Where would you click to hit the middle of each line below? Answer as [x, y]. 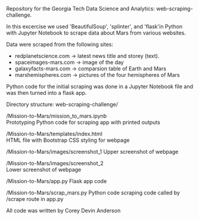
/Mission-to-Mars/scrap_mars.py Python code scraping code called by [93, 193]
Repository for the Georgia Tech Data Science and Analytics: [80, 9]
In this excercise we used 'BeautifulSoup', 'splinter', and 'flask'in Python [94, 27]
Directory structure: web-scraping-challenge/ [62, 104]
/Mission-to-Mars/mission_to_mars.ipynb [57, 116]
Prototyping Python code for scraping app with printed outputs [83, 122]
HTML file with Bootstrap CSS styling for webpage [68, 140]
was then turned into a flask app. [46, 93]
